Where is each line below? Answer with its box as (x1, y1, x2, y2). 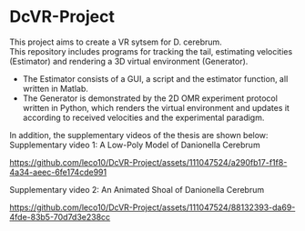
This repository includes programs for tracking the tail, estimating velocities (9, 45, 293, 56)
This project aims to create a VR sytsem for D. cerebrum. (9, 36, 223, 47)
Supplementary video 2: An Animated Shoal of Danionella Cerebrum (9, 184, 265, 195)
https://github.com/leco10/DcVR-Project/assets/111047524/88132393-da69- (9, 202, 296, 213)
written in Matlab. (22, 83, 88, 94)
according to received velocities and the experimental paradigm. (22, 112, 265, 123)
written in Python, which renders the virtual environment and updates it (22, 102, 290, 113)
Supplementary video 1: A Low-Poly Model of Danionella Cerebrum (9, 139, 261, 150)
